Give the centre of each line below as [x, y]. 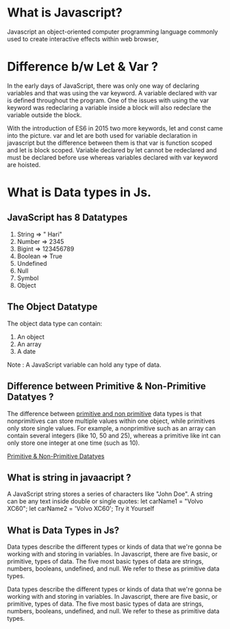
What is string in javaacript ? [69, 478]
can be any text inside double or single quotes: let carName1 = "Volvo [105, 501]
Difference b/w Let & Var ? [83, 67]
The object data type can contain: [55, 323]
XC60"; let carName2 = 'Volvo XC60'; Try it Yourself [81, 509]
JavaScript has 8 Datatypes [67, 218]
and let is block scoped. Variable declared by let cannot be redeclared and [112, 150]
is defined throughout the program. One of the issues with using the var [108, 100]
